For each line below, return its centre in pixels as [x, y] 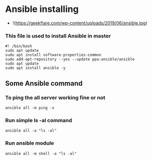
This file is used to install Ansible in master [58, 36]
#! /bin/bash [19, 46]
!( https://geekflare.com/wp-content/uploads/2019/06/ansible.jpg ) [80, 23]
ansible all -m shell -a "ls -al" [41, 154]
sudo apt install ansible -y [35, 68]
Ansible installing [42, 9]
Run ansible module [30, 143]
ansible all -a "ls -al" [31, 131]
